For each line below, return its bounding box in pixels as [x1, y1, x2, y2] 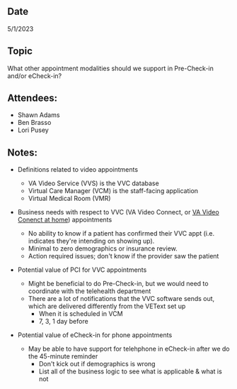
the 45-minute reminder [28, 352, 98, 361]
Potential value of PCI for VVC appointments [17, 265, 147, 274]
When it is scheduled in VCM [38, 309, 123, 318]
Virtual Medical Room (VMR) [28, 194, 111, 203]
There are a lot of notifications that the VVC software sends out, [28, 295, 215, 303]
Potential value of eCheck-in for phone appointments [17, 331, 173, 339]
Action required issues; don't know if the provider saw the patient [28, 252, 219, 261]
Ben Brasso [17, 119, 52, 127]
